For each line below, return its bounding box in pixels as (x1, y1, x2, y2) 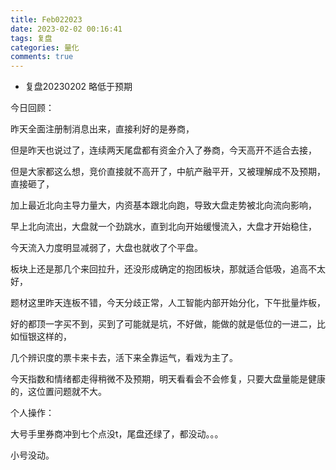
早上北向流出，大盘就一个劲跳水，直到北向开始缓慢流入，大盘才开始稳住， (10, 221, 317, 233)
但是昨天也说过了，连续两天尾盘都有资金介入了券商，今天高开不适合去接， (10, 144, 317, 156)
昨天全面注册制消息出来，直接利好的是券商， (10, 123, 195, 135)
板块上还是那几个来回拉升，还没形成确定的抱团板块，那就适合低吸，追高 (10, 263, 308, 275)
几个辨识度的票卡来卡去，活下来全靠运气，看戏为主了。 (10, 352, 238, 364)
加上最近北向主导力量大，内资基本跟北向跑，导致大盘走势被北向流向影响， (10, 199, 317, 211)
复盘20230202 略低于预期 (24, 81, 133, 93)
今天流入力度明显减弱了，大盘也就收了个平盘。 (10, 242, 203, 254)
